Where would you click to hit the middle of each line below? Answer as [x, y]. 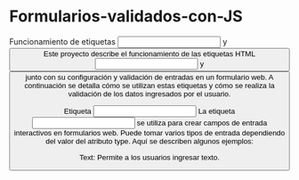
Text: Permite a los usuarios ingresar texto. [149, 157]
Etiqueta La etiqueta [149, 112]
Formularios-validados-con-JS [126, 16]
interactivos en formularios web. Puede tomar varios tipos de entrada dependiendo [149, 133]
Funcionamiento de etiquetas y [118, 41]
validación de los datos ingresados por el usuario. [149, 94]
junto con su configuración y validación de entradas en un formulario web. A [149, 77]
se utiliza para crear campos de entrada [202, 123]
